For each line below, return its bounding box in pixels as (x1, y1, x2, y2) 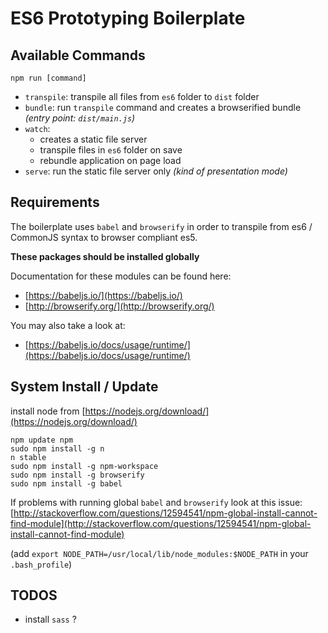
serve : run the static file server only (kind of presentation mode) (24, 165, 288, 177)
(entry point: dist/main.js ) (24, 112, 136, 124)
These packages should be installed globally (10, 250, 200, 262)
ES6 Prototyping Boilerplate (10, 7, 246, 30)
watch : (24, 123, 51, 134)
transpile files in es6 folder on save (39, 144, 183, 156)
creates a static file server (39, 133, 148, 145)
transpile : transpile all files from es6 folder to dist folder (24, 91, 260, 102)
